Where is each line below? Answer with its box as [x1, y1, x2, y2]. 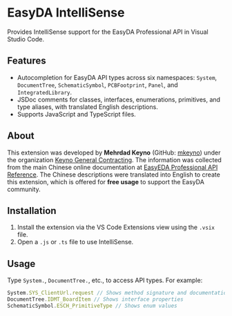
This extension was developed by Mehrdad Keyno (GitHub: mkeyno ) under [7, 148, 221, 157]
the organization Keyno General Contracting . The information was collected [7, 155, 222, 164]
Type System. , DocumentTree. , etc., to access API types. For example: [7, 276, 203, 284]
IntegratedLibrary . [17, 88, 72, 96]
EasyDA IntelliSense [7, 5, 125, 21]
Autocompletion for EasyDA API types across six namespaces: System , [17, 73, 217, 81]
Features [7, 55, 46, 67]
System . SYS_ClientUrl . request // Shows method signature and [7, 290, 187, 297]
